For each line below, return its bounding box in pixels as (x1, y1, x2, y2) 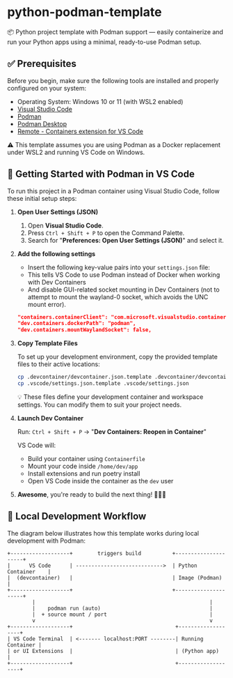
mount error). (27, 300, 66, 308)
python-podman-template (7, 4, 162, 20)
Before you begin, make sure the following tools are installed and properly (7, 76, 219, 84)
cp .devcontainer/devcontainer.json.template (17, 374, 152, 381)
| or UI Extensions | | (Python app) (7, 647, 219, 654)
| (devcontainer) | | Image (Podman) (7, 574, 223, 581)
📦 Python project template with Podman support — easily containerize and (7, 27, 224, 36)
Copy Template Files (17, 339, 78, 347)
